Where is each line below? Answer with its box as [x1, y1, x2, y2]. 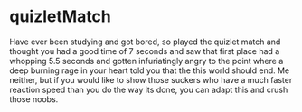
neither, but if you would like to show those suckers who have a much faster [9, 74, 293, 85]
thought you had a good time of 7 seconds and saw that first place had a [9, 45, 280, 56]
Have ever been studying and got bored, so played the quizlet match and [9, 36, 281, 47]
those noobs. [9, 93, 59, 105]
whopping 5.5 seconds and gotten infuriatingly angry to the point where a [9, 55, 284, 66]
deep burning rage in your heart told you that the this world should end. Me [9, 65, 290, 76]
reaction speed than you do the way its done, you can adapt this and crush [9, 84, 288, 95]
